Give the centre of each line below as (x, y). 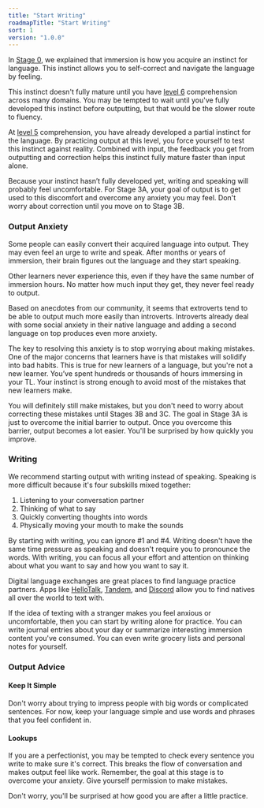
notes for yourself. (38, 646)
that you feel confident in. (50, 720)
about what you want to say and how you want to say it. (99, 565)
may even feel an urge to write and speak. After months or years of (117, 252)
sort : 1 (21, 30)
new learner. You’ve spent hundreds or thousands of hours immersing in (125, 373)
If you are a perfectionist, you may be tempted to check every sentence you (131, 756)
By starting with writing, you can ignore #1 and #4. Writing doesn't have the (130, 540)
